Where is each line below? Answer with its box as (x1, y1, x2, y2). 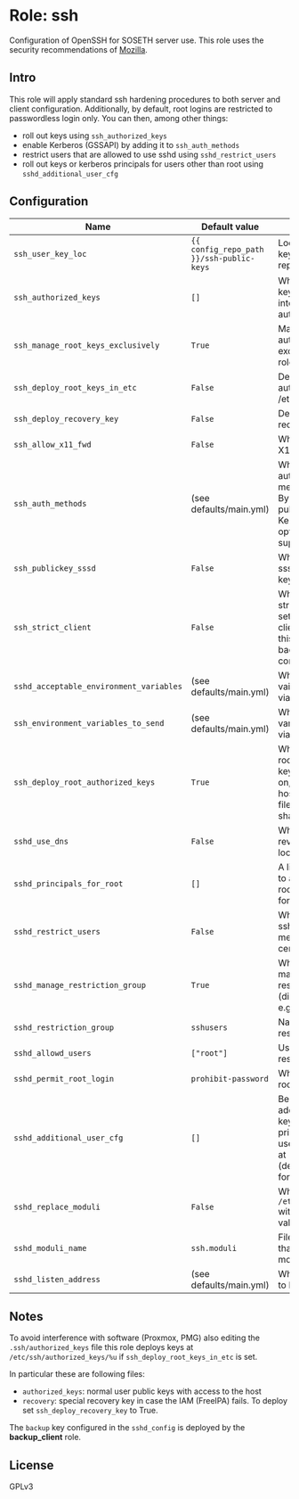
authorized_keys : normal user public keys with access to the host (21, 1386, 263, 1396)
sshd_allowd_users (13, 1048, 92, 1058)
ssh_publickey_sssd (13, 563, 96, 573)
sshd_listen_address (13, 1274, 101, 1284)
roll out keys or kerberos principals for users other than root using (21, 158, 264, 169)
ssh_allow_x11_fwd (13, 439, 92, 449)
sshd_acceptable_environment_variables (13, 681, 182, 691)
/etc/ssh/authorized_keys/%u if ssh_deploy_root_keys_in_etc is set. (9, 1352, 258, 1363)
